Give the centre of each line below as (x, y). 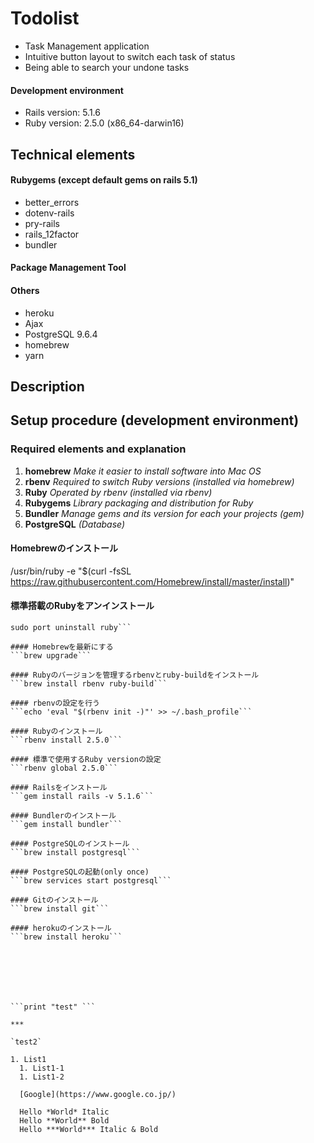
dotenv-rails (49, 213)
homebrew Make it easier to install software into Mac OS (143, 471)
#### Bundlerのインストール (63, 816)
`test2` (26, 1042)
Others (25, 290)
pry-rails (42, 223)
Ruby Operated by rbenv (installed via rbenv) (118, 492)
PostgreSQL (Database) (75, 524)
